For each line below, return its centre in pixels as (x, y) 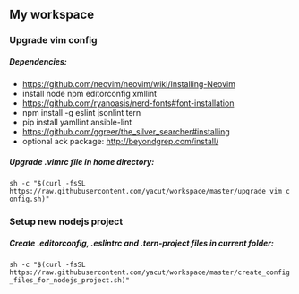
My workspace (52, 15)
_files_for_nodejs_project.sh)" (69, 281)
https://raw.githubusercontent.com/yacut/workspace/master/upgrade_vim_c (150, 192)
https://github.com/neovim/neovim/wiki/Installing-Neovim (128, 84)
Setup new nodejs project (66, 221)
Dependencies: (38, 61)
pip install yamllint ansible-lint (77, 122)
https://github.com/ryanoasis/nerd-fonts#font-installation (128, 103)
